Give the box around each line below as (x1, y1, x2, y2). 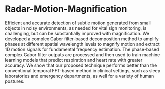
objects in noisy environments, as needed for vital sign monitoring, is (5, 25, 147, 31)
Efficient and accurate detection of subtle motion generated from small (5, 20, 151, 26)
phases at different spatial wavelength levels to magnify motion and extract (5, 41, 160, 47)
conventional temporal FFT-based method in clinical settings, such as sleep (5, 67, 161, 73)
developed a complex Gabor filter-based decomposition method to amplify (5, 36, 159, 42)
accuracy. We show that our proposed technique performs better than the (5, 62, 157, 68)
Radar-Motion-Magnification (5, 3, 127, 15)
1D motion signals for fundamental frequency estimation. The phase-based (5, 46, 159, 52)
